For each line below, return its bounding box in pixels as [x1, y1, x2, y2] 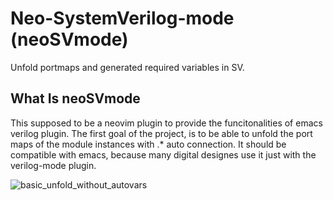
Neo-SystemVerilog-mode [10, 7, 235, 30]
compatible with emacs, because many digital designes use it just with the [10, 148, 317, 161]
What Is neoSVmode [10, 90, 141, 107]
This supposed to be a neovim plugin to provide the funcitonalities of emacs [10, 117, 323, 129]
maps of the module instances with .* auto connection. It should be [10, 138, 287, 150]
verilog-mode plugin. [10, 159, 97, 171]
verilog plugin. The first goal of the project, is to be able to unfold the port [10, 127, 313, 139]
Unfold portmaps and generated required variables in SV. [10, 61, 245, 73]
